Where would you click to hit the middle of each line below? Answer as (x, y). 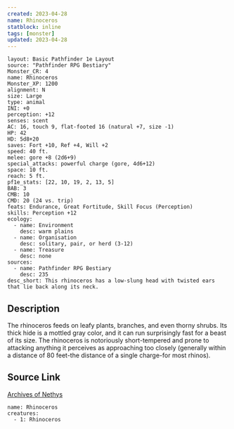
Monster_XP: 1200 (33, 84)
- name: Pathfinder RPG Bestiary (63, 269)
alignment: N (26, 90)
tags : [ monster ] (31, 33)
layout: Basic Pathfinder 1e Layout (61, 59)
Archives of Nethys (35, 394)
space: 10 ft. (28, 170)
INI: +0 (19, 109)
